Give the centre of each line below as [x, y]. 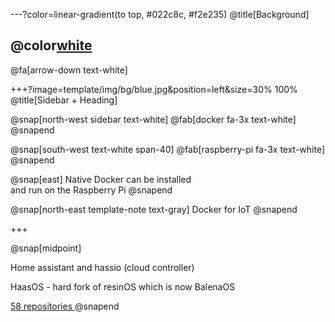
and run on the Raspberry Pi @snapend [91, 190]
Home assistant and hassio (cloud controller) [102, 267]
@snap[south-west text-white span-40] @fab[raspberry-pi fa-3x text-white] [168, 149]
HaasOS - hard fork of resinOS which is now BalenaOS [123, 286]
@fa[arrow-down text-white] [69, 70]
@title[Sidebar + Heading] [64, 100]
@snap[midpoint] [46, 248]
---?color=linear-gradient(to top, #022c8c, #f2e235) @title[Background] [160, 14]
